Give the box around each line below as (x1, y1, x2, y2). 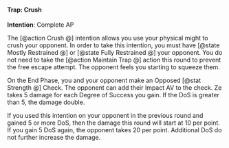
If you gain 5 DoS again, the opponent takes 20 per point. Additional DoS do (7, 126, 222, 134)
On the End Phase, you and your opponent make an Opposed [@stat (7, 76, 201, 85)
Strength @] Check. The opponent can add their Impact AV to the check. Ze (7, 84, 222, 92)
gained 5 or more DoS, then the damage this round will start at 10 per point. (7, 119, 220, 127)
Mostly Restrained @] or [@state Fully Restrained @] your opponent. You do (7, 49, 223, 57)
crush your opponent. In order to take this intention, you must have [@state (7, 41, 220, 49)
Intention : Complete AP (7, 21, 74, 29)
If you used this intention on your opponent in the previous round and (7, 112, 204, 120)
